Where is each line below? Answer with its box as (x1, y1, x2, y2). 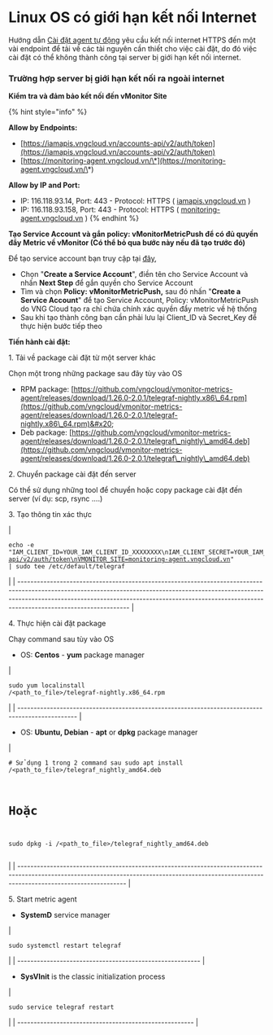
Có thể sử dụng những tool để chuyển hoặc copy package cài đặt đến (8, 485, 243, 495)
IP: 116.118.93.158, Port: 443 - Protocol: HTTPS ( (19, 204, 180, 215)
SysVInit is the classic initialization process (19, 971, 166, 981)
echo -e (8, 542, 35, 550)
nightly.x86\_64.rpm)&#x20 (19, 419, 112, 429)
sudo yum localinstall (8, 682, 85, 690)
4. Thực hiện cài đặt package (8, 619, 106, 629)
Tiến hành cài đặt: (8, 337, 71, 347)
